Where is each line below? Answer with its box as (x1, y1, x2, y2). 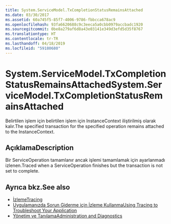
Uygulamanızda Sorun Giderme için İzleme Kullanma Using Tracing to (12, 202, 158, 208)
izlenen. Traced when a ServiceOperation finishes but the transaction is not (5, 162, 163, 169)
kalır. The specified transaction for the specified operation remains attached (5, 123, 164, 129)
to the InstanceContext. (5, 128, 55, 135)
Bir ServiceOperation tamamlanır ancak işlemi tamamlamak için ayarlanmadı (5, 157, 165, 163)
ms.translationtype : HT (5, 31, 56, 36)
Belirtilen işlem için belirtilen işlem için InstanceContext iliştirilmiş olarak (5, 118, 156, 124)
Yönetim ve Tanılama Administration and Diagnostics (12, 213, 123, 219)
